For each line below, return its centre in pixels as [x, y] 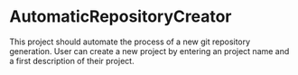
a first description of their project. [72, 61]
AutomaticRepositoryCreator [121, 17]
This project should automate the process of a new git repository [130, 42]
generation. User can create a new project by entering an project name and [149, 51]
